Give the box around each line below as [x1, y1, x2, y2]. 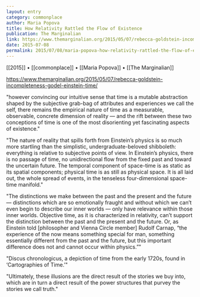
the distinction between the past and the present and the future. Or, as [6, 218, 179, 225]
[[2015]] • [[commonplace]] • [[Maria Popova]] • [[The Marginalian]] [6, 64, 174, 71]
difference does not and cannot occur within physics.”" [6, 243, 142, 250]
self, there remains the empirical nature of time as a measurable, [6, 106, 164, 113]
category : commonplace [6, 14, 62, 20]
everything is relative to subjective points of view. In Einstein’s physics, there [6, 149, 194, 156]
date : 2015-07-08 [6, 42, 49, 48]
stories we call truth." [6, 285, 58, 292]
